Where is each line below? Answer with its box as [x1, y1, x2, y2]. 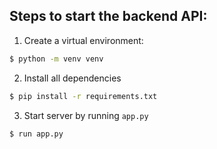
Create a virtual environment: [23, 34, 144, 46]
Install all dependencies [23, 72, 122, 84]
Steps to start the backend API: [9, 8, 208, 25]
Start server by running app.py [23, 109, 149, 121]
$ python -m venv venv [9, 54, 104, 64]
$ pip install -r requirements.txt [9, 91, 158, 101]
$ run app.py [9, 129, 64, 139]
